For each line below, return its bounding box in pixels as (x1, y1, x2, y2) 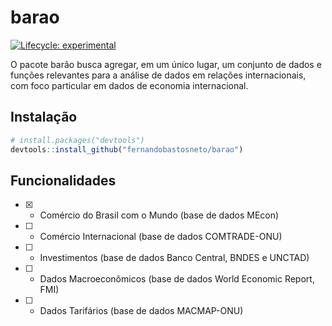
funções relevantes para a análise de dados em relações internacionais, (10, 69, 307, 81)
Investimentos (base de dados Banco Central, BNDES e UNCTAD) (39, 252, 310, 264)
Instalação (10, 109, 78, 126)
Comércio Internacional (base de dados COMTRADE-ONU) (39, 231, 283, 243)
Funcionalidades (10, 172, 117, 189)
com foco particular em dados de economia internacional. (10, 79, 249, 91)
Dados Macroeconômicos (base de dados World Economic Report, (39, 273, 315, 285)
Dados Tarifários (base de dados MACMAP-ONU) (39, 305, 244, 317)
